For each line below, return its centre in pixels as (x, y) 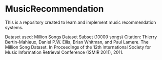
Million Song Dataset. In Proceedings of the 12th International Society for (78, 47)
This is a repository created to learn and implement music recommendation (81, 22)
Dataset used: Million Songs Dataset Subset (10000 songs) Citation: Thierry (81, 37)
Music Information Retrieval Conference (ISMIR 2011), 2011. (64, 52)
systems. (14, 27)
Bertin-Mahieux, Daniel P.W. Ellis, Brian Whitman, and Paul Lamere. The (77, 42)
